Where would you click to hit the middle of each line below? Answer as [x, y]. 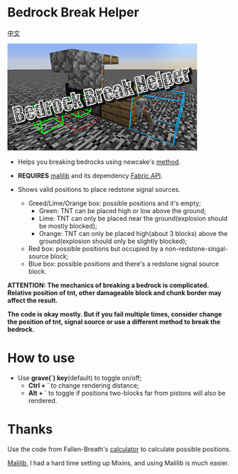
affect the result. [33, 300]
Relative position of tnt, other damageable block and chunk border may [114, 292]
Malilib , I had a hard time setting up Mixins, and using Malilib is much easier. [118, 463]
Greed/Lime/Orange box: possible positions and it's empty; [114, 203]
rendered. [43, 401]
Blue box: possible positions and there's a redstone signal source [124, 264]
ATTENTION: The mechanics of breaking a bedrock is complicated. [108, 285]
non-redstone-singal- [196, 248]
